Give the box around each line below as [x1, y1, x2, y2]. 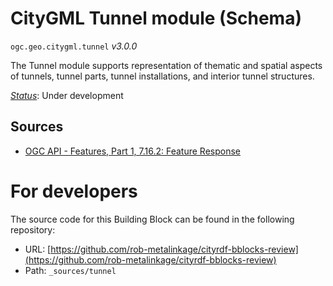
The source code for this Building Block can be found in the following [10, 213, 295, 225]
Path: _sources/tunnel [24, 264, 117, 276]
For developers [10, 180, 138, 202]
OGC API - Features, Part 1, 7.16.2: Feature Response [24, 145, 242, 157]
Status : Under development [10, 89, 124, 101]
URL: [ [24, 243, 52, 255]
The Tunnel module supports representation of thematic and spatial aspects [10, 59, 323, 71]
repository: [10, 223, 56, 236]
